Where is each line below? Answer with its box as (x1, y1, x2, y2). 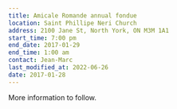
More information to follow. (8, 92, 97, 102)
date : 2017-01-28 (8, 71, 66, 79)
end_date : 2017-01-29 (8, 41, 81, 49)
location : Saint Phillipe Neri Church (8, 19, 137, 27)
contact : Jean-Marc (8, 56, 73, 64)
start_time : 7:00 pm (8, 33, 77, 42)
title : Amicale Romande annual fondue (8, 11, 137, 20)
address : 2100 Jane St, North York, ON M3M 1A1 (8, 26, 170, 34)
